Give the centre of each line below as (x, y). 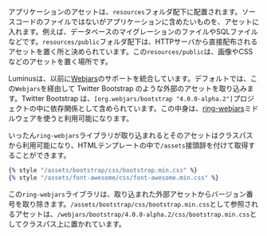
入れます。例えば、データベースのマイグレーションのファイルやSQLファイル (133, 31)
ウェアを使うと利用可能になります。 (74, 118)
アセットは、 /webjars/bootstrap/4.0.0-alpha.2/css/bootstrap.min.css (132, 214)
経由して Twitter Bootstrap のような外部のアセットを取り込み (147, 88)
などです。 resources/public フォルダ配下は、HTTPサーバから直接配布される (133, 41)
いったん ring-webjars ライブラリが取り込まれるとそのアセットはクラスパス (131, 135)
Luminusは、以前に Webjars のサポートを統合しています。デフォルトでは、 (130, 79)
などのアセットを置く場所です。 (61, 61)
